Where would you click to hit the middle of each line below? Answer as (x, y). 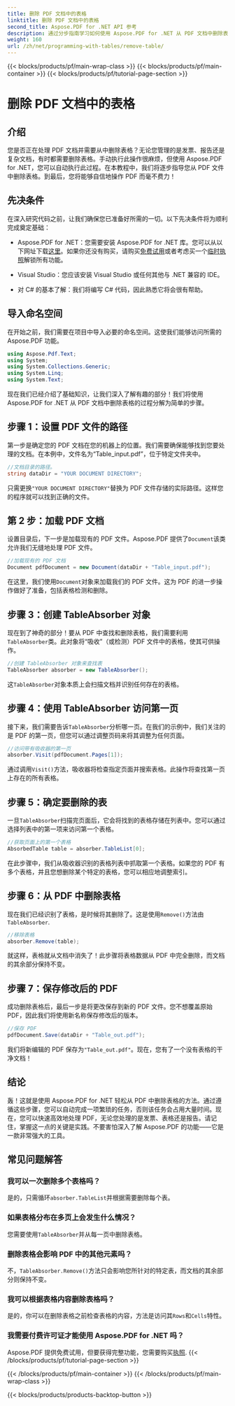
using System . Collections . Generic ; (59, 367)
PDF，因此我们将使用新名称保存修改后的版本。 (74, 1016)
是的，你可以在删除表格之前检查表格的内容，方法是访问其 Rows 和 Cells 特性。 (116, 1316)
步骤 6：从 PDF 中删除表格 (64, 896)
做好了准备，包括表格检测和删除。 (62, 590)
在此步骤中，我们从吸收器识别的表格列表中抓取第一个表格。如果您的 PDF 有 (116, 863)
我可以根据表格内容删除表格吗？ (61, 1299)
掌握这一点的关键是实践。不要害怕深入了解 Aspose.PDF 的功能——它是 (121, 1126)
